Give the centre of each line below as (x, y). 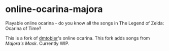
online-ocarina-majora (54, 9)
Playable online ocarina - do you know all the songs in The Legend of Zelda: (85, 23)
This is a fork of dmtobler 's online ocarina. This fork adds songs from (78, 38)
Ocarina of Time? (23, 28)
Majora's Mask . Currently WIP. (37, 43)
